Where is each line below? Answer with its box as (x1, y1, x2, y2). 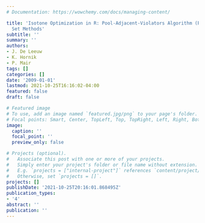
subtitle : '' (6, 31, 40, 37)
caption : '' (12, 128, 43, 134)
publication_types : (6, 191, 56, 197)
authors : (6, 43, 29, 49)
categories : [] (6, 71, 45, 77)
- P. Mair (6, 59, 32, 66)
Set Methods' (12, 26, 45, 32)
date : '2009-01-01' (6, 77, 56, 83)
